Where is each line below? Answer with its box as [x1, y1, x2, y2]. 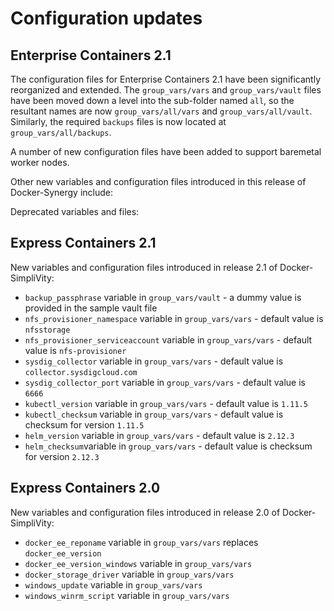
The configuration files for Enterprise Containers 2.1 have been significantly [10, 73, 322, 85]
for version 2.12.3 [24, 450, 100, 462]
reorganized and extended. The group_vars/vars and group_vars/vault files [10, 84, 322, 96]
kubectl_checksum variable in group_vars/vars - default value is [24, 408, 284, 420]
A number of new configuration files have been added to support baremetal [10, 146, 322, 157]
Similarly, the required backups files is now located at [10, 116, 227, 127]
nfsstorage [24, 325, 71, 335]
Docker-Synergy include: [10, 187, 113, 198]
